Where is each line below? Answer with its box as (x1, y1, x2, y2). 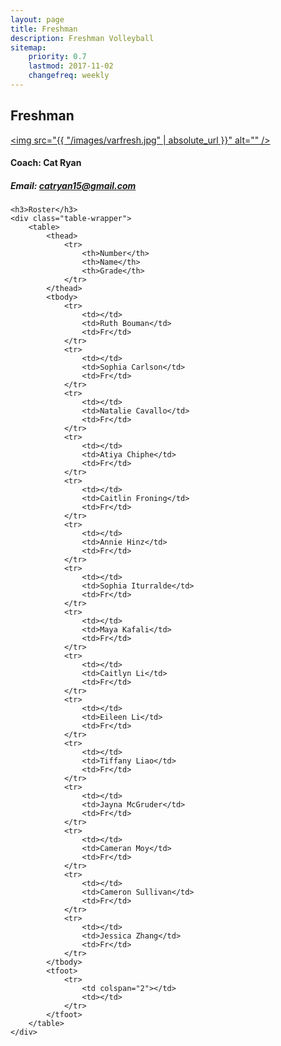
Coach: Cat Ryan (10, 157, 82, 169)
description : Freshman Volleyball (10, 33, 155, 43)
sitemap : (10, 42, 47, 53)
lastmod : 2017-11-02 (28, 61, 114, 71)
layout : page (10, 14, 65, 25)
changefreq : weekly (28, 71, 110, 81)
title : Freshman (10, 24, 78, 34)
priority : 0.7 (28, 52, 87, 62)
